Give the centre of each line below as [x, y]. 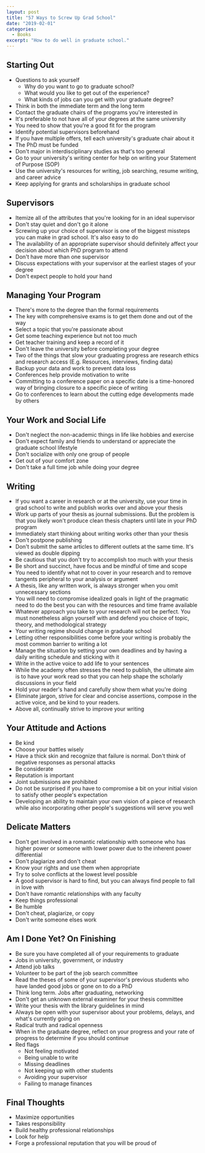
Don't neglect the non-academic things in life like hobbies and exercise [104, 435]
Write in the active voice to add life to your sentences [82, 664]
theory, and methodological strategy [61, 624]
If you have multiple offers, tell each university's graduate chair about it [105, 138]
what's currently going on [48, 1019]
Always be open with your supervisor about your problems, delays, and [105, 1012]
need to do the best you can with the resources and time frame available [106, 605]
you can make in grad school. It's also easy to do [77, 237]
